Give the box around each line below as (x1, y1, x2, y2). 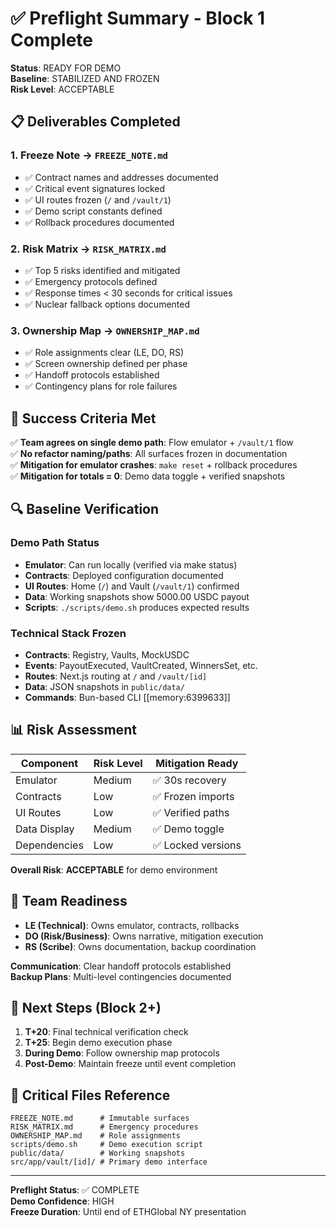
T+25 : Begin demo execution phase (24, 1037, 173, 1049)
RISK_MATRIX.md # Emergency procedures (10, 1122, 199, 1132)
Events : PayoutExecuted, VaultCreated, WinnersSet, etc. (24, 660, 258, 672)
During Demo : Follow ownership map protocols (24, 1047, 220, 1059)
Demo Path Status (10, 536, 100, 550)
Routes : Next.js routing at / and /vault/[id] (24, 670, 208, 682)
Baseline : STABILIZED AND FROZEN (10, 72, 160, 84)
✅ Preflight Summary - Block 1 (10, 7, 266, 30)
